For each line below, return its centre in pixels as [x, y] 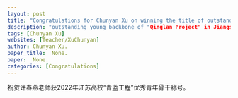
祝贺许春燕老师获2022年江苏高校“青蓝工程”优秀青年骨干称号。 [98, 87]
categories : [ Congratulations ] [53, 66]
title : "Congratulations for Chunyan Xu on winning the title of [106, 20]
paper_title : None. [38, 54]
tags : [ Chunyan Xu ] [36, 33]
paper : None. [28, 60]
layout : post [27, 14]
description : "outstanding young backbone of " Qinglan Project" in [109, 27]
